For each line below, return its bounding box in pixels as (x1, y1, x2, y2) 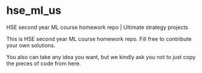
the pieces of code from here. (6, 60, 81, 67)
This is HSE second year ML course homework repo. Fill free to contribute (6, 35, 192, 42)
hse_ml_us (6, 4, 62, 17)
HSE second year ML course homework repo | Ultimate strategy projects (6, 24, 189, 31)
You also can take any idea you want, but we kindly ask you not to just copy (6, 53, 196, 60)
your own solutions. (6, 42, 56, 49)
